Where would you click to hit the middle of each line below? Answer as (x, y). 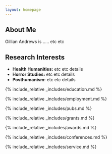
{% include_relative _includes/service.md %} (51, 147)
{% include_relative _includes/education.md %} (54, 89)
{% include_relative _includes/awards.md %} (51, 128)
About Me (21, 30)
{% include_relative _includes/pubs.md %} (49, 108)
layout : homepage (23, 10)
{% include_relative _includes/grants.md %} (50, 118)
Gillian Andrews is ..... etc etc (35, 42)
